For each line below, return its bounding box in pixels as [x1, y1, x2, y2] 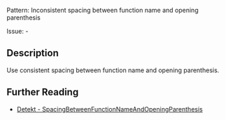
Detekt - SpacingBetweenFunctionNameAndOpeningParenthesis [16, 105, 204, 113]
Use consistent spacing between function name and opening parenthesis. [6, 66, 220, 74]
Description [6, 47, 59, 59]
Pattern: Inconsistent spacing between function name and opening [6, 6, 199, 14]
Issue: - [6, 27, 29, 35]
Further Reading [6, 86, 79, 98]
